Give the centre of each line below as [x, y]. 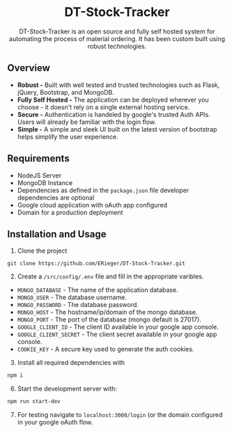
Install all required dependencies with [71, 363]
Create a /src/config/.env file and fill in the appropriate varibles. [110, 276]
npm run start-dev [34, 402]
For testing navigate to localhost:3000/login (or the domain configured [120, 415]
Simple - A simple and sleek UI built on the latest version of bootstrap [117, 129]
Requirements [38, 158]
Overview [29, 68]
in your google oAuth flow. [55, 423]
